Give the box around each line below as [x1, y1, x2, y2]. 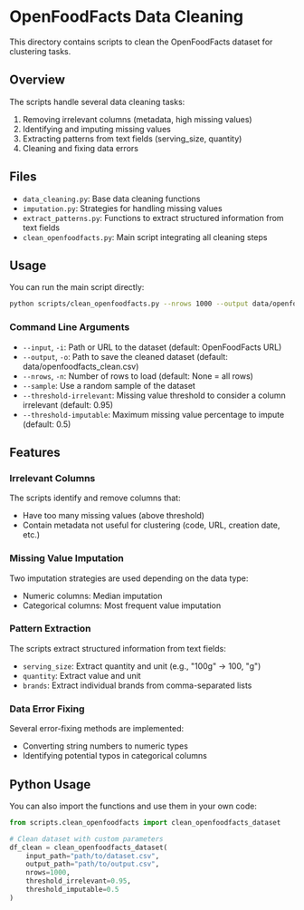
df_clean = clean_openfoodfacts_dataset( [9, 843, 168, 852]
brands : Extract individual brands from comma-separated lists [22, 680, 252, 691]
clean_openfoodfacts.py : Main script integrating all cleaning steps [22, 231, 268, 242]
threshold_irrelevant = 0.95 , [25, 876, 131, 886]
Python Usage [9, 777, 91, 792]
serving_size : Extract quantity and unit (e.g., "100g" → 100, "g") [22, 660, 261, 672]
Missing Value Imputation [9, 552, 125, 565]
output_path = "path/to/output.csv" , [25, 859, 160, 869]
